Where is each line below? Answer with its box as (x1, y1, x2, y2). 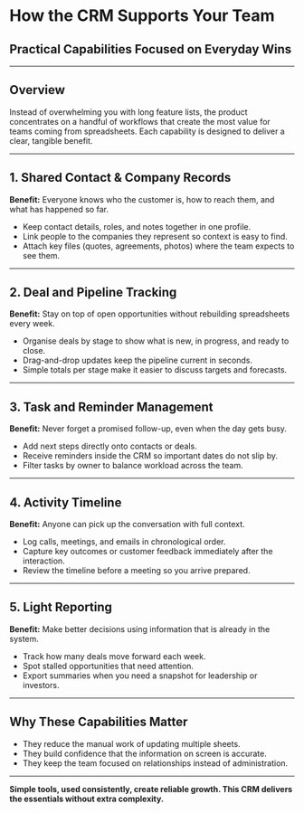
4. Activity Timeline (9, 495, 122, 510)
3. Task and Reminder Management (9, 399, 214, 414)
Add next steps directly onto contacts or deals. (22, 440, 197, 452)
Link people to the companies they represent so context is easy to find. (22, 231, 288, 241)
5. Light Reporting (9, 600, 113, 615)
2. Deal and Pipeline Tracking (9, 285, 177, 300)
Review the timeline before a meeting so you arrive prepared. (22, 565, 251, 576)
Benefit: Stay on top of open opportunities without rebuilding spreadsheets (9, 308, 290, 319)
